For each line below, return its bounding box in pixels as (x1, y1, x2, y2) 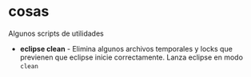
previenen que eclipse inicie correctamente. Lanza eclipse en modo (19, 52, 244, 62)
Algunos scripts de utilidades (8, 29, 104, 38)
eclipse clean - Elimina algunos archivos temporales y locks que (19, 44, 233, 53)
